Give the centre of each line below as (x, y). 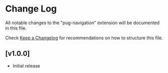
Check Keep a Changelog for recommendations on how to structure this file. (84, 38)
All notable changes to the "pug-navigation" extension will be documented (82, 23)
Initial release (26, 65)
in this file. (16, 28)
